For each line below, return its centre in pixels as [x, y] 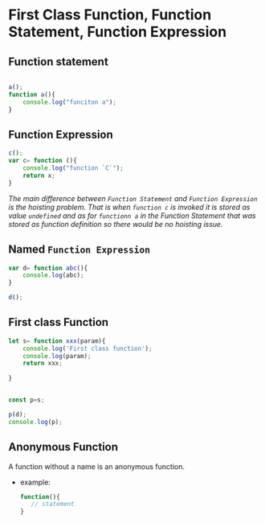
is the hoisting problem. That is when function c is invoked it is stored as [129, 207]
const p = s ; [26, 400]
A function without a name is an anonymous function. [97, 466]
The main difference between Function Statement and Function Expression [133, 198]
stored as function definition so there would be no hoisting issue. [116, 224]
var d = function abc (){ [48, 268]
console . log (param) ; [57, 356]
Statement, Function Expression [118, 32]
